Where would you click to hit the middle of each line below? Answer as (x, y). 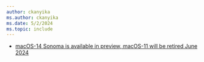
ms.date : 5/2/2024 (30, 23)
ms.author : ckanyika (33, 18)
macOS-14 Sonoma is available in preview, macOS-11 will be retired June (106, 46)
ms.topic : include (30, 29)
